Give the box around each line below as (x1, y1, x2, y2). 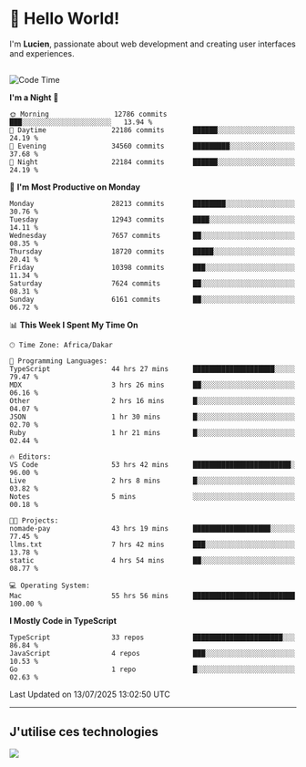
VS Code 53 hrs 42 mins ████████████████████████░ (9, 461, 296, 470)
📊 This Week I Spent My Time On (9, 319, 138, 331)
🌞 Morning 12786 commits (9, 109, 168, 119)
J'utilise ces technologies (9, 724, 159, 740)
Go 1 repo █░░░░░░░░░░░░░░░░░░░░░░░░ (9, 665, 296, 674)
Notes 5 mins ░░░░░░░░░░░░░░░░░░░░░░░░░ (9, 492, 296, 502)
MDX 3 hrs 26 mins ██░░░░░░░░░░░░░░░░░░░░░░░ (9, 380, 296, 390)
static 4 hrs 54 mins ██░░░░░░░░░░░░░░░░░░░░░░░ (9, 556, 296, 565)
